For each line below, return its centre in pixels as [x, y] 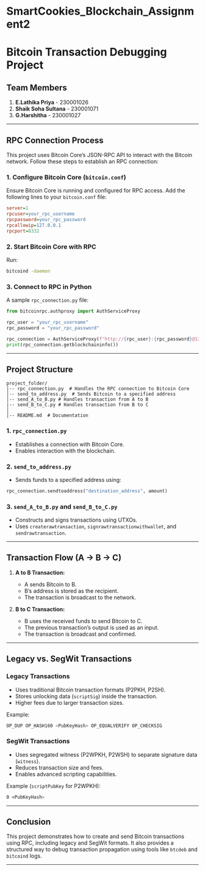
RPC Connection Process [55, 140]
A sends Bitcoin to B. [50, 584]
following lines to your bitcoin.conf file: [56, 197]
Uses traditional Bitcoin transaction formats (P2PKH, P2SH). [90, 690]
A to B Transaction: [40, 572]
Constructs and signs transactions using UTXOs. [76, 520]
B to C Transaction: [40, 609]
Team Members [37, 88]
